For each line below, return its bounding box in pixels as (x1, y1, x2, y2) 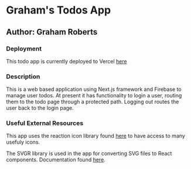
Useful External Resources (6, 119, 84, 127)
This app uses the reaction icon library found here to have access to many (6, 133, 186, 140)
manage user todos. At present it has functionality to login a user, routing (6, 92, 182, 99)
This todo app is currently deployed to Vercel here (6, 58, 127, 65)
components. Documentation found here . (6, 156, 105, 163)
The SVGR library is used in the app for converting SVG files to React (6, 150, 172, 157)
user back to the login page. (6, 104, 74, 111)
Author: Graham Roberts (6, 27, 98, 37)
